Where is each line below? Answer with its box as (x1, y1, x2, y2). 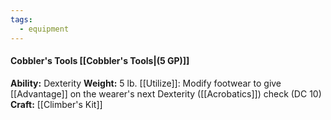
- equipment (19, 24, 70, 34)
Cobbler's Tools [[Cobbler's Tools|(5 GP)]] (10, 55, 190, 67)
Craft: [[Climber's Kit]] (10, 98, 103, 110)
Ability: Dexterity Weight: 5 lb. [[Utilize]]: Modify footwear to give (10, 77, 282, 89)
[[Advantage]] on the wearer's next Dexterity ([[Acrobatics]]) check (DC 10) (10, 87, 322, 100)
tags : (10, 14, 33, 25)
